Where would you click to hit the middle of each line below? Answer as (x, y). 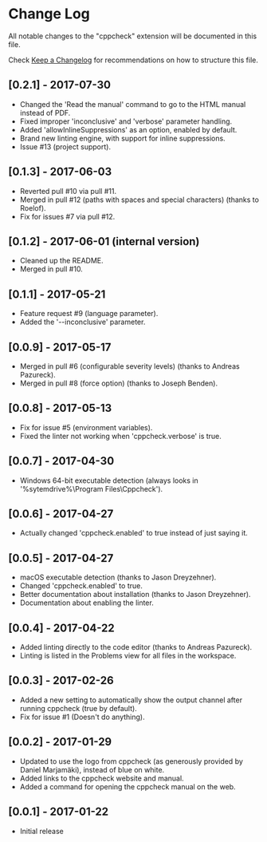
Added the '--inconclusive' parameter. (82, 322)
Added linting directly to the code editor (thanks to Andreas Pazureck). (136, 647)
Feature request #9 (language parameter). (89, 314)
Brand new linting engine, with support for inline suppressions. (122, 138)
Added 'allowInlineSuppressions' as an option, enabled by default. (128, 129)
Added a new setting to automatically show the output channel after (131, 700)
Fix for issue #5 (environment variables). (86, 427)
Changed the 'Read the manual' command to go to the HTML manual (133, 104)
